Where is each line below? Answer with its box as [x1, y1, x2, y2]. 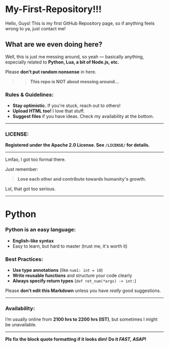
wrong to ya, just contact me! [5, 25, 66, 31]
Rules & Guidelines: [5, 91, 54, 98]
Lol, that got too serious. [5, 186, 56, 192]
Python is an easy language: [5, 226, 76, 233]
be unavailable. [5, 322, 37, 328]
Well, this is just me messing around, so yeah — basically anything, [5, 53, 144, 60]
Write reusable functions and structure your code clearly [12, 272, 132, 278]
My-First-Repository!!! [5, 4, 102, 15]
